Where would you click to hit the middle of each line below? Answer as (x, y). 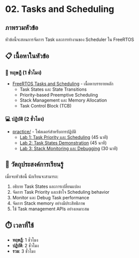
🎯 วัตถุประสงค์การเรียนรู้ (34, 165)
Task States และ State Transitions (53, 89)
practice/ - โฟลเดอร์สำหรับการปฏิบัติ (44, 131)
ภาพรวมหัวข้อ (22, 28)
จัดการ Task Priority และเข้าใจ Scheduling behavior (61, 192)
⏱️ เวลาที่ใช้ (19, 225)
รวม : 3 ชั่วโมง (24, 251)
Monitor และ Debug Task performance (51, 197)
